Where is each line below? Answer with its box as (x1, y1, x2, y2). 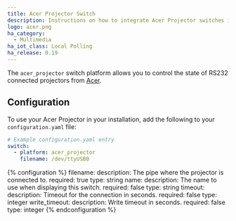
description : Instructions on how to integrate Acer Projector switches (7, 17, 225, 24)
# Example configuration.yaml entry (7, 136, 114, 143)
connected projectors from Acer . (7, 76, 102, 84)
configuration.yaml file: (7, 122, 77, 130)
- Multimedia (13, 36, 52, 43)
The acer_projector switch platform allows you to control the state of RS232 (7, 68, 228, 77)
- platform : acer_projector (13, 149, 96, 156)
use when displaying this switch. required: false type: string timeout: (7, 183, 205, 192)
